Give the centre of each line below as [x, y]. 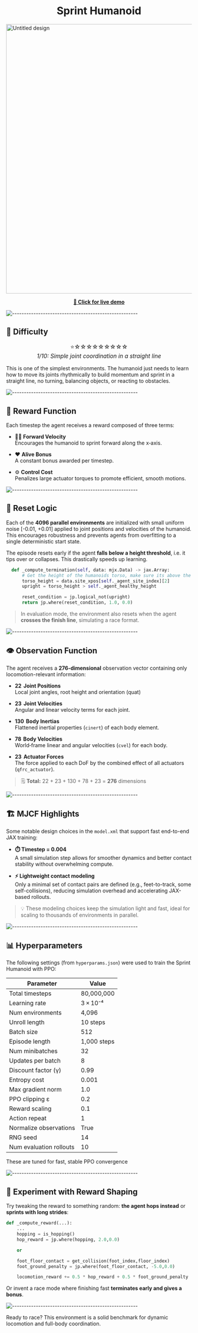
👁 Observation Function [52, 651]
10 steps [93, 1022]
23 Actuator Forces [39, 757]
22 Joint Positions [37, 686]
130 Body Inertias [37, 721]
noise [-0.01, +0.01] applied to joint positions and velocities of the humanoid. [99, 529]
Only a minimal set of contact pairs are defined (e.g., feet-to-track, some [103, 884]
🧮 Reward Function [41, 411]
